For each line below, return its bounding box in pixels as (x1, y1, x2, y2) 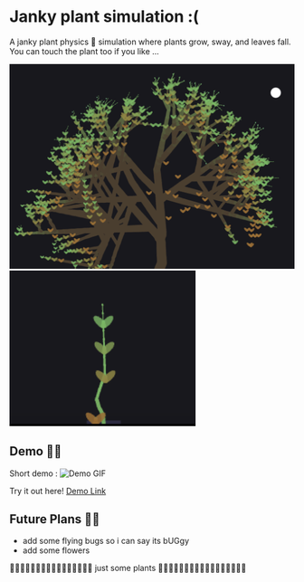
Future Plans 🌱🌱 (9, 511, 100, 527)
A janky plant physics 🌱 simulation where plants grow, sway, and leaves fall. (9, 36, 291, 47)
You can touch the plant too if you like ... (9, 45, 160, 56)
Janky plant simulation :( (9, 6, 199, 27)
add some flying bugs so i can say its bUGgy (22, 536, 190, 547)
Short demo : (9, 468, 59, 479)
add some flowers (22, 545, 90, 556)
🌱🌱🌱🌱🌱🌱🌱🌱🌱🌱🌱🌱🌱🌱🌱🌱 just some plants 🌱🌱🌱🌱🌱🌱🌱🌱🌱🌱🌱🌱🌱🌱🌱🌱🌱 (9, 563, 247, 574)
